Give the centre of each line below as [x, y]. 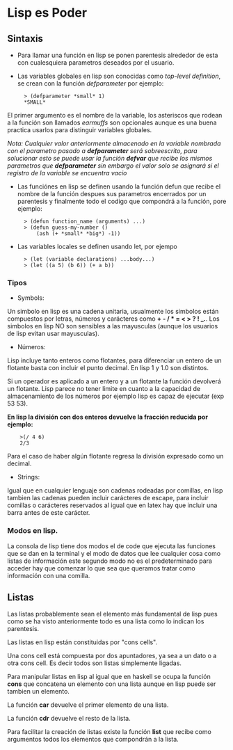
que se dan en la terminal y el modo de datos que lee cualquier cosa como [114, 553]
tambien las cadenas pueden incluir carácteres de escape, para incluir [108, 498]
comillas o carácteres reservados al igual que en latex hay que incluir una [112, 505]
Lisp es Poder [47, 13]
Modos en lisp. [33, 531]
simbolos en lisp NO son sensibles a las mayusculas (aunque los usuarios [113, 326]
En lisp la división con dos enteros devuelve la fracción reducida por [108, 417]
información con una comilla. [49, 575]
